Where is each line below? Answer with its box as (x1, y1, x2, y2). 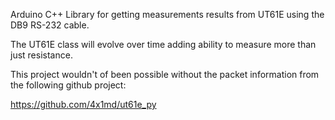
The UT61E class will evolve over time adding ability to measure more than (10, 39, 317, 50)
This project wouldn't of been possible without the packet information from (10, 69, 320, 80)
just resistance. (10, 49, 73, 61)
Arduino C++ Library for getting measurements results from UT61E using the (10, 9, 325, 20)
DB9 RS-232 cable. (10, 19, 90, 31)
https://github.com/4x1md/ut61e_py (10, 99, 157, 110)
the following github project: (10, 79, 127, 91)
